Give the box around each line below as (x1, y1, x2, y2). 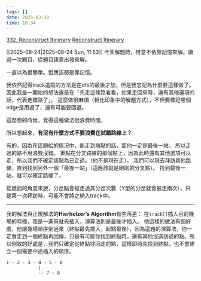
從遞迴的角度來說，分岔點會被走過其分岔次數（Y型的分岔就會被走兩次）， (6, 185, 185, 192)
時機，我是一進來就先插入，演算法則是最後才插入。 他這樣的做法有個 (16, 218, 186, 225)
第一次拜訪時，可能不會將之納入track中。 (11, 192, 114, 199)
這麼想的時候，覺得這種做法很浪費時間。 (6, 117, 106, 124)
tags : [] (6, 8, 28, 15)
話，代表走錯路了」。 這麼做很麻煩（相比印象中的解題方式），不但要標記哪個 (6, 96, 191, 103)
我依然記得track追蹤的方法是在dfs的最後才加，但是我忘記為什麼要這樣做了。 (6, 81, 194, 88)
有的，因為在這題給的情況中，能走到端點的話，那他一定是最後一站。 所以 (6, 142, 186, 149)
